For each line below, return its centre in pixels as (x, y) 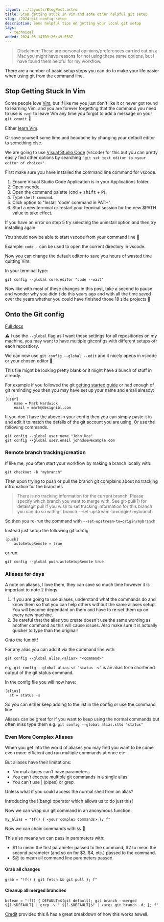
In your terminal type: (27, 270)
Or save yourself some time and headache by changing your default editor (80, 137)
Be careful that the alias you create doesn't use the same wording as (81, 620)
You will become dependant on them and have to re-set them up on (80, 610)
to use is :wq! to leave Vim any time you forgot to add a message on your (79, 113)
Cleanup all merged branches (36, 890)
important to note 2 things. (32, 590)
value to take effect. (32, 213)
